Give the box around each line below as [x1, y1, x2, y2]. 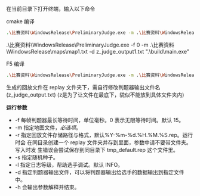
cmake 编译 [6, 18, 35, 25]
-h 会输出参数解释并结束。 [14, 183, 80, 191]
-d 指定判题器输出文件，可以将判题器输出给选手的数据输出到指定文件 [14, 169, 184, 176]
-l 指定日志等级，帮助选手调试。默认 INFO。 [14, 161, 124, 168]
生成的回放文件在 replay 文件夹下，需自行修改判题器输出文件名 [6, 83, 161, 91]
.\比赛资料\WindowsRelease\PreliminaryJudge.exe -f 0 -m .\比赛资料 [6, 41, 174, 48]
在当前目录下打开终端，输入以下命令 [6, 5, 96, 12]
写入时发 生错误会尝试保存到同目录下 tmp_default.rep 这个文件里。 [14, 146, 179, 153]
